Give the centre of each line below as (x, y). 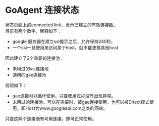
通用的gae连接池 (29, 75)
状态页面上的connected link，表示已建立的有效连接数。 (61, 25)
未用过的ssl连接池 (30, 68)
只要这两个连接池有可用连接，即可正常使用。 (51, 119)
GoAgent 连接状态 (42, 10)
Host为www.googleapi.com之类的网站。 (67, 108)
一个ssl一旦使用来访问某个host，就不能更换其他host (65, 47)
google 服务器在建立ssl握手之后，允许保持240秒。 (64, 41)
